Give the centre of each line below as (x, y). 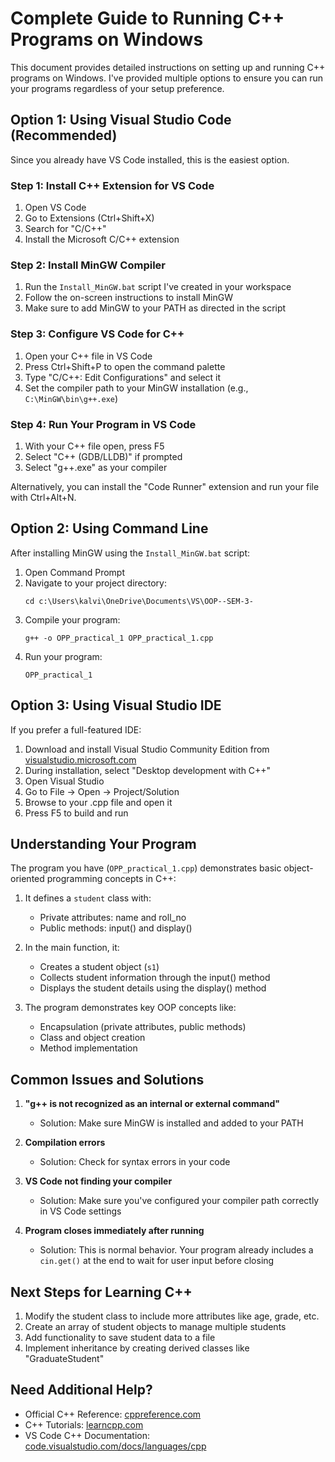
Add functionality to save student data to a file (120, 1337)
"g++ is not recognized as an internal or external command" (152, 1104)
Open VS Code (55, 208)
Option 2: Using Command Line (109, 528)
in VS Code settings (80, 1211)
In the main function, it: (72, 948)
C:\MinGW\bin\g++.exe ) (71, 398)
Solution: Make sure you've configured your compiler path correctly (179, 1201)
